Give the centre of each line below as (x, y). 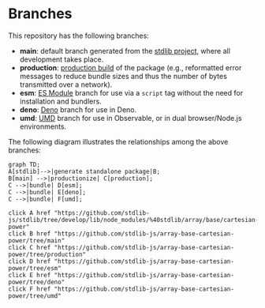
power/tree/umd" (35, 296)
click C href (30, 247)
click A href (30, 213)
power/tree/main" (37, 240)
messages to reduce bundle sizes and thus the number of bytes (123, 76)
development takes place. (62, 59)
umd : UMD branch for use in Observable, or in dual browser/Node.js (131, 118)
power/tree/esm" (35, 268)
